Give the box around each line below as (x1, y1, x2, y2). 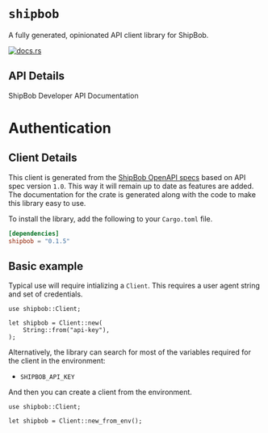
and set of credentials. (8, 289, 83, 299)
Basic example (8, 259, 83, 273)
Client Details (8, 151, 77, 165)
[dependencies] (8, 229, 60, 238)
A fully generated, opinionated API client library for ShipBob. (8, 30, 209, 40)
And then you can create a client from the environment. (8, 387, 192, 397)
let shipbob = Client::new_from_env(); (8, 417, 143, 426)
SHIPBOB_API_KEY (19, 373, 75, 381)
